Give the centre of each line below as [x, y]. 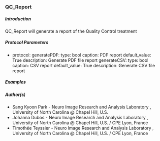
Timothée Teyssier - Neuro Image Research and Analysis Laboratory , [83, 128]
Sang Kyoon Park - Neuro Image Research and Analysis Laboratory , [81, 107]
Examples [16, 82]
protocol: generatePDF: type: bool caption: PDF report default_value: [82, 55]
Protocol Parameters [27, 43]
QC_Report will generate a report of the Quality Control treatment [71, 31]
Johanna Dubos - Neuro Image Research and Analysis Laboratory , [80, 118]
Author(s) [15, 94]
